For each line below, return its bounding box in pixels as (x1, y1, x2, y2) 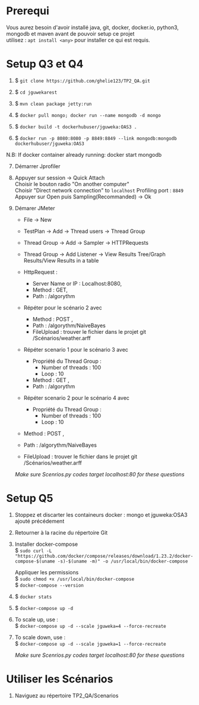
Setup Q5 (6, 492, 53, 505)
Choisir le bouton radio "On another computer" (14, 180, 129, 188)
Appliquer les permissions (14, 568, 79, 576)
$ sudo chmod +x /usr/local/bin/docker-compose (14, 575, 135, 582)
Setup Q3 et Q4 (6, 58, 84, 71)
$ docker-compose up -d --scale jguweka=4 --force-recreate (14, 622, 166, 629)
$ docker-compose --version (14, 581, 84, 589)
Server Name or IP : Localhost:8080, (32, 280, 122, 287)
